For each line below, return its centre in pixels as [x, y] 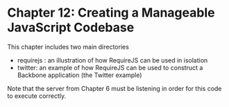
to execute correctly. [37, 96]
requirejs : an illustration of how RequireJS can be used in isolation [112, 60]
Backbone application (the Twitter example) [79, 75]
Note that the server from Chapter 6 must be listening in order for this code [114, 88]
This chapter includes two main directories [68, 47]
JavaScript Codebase [71, 27]
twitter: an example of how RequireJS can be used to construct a [110, 67]
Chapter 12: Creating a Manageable [111, 13]
